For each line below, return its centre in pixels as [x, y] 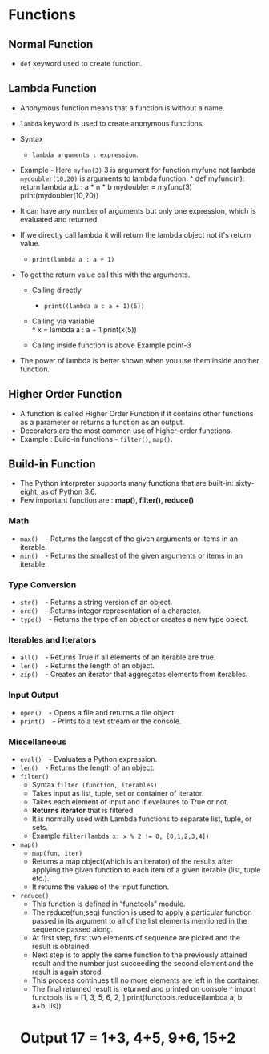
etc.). [40, 878]
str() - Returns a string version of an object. [96, 603]
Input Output [34, 695]
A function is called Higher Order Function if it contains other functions [137, 413]
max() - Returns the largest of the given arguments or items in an [129, 539]
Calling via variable [63, 321]
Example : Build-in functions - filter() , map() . [96, 439]
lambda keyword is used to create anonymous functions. [112, 123]
